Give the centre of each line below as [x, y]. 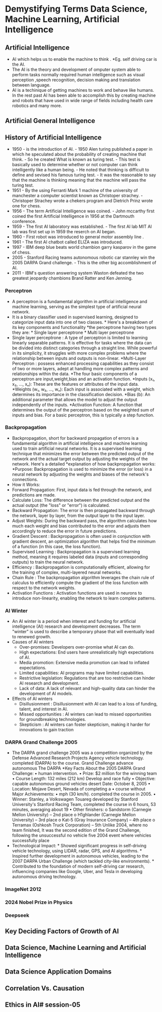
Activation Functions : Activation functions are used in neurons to [77, 593]
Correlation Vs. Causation [45, 988]
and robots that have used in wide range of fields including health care [82, 100]
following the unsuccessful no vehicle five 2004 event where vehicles [81, 835]
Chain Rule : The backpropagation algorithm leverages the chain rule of [83, 577]
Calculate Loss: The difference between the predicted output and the [81, 500]
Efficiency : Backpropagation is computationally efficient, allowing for [81, 567]
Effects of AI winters [32, 699]
